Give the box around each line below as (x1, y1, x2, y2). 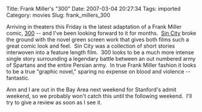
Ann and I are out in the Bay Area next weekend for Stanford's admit (6, 86, 177, 93)
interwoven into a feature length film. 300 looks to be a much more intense (6, 49, 194, 56)
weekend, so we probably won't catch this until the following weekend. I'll (6, 93, 192, 99)
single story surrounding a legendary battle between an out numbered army (6, 55, 196, 62)
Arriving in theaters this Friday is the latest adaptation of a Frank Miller (6, 23, 182, 30)
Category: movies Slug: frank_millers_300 (6, 11, 110, 19)
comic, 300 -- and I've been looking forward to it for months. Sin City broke (6, 30, 197, 37)
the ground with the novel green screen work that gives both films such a (6, 36, 189, 43)
